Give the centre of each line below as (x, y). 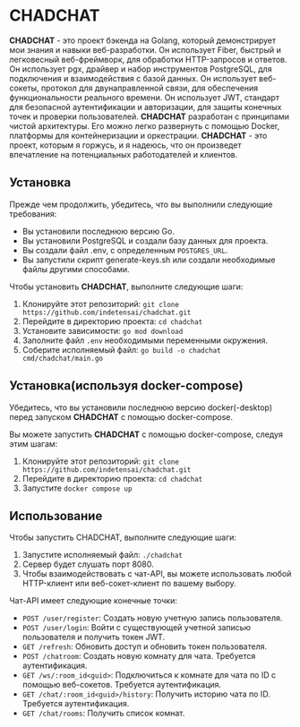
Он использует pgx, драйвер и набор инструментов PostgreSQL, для (141, 69)
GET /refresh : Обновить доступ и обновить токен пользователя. (144, 646)
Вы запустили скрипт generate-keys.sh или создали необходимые (149, 260)
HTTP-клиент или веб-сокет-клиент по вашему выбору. (129, 584)
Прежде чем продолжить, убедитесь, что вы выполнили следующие (141, 204)
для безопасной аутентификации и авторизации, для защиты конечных (146, 107)
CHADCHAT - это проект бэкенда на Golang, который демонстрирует (142, 40)
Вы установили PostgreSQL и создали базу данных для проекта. (145, 240)
